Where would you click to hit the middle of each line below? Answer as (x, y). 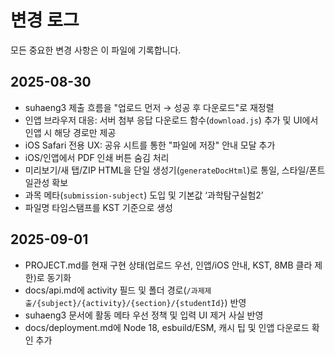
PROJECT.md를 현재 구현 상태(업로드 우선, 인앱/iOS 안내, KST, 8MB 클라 (168, 265)
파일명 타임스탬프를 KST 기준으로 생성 (98, 207)
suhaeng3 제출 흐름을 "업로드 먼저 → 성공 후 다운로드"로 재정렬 (149, 107)
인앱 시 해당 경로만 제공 (70, 132)
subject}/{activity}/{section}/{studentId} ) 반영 (144, 302)
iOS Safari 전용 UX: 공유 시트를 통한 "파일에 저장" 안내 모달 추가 (150, 145)
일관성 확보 (46, 182)
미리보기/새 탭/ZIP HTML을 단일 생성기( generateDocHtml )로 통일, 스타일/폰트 (175, 170)
